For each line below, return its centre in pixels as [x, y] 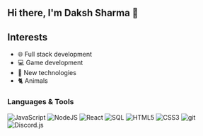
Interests [28, 37]
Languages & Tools [41, 102]
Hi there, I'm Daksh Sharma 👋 [73, 13]
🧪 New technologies [47, 73]
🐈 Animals [33, 81]
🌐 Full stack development [55, 55]
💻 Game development [50, 63]
